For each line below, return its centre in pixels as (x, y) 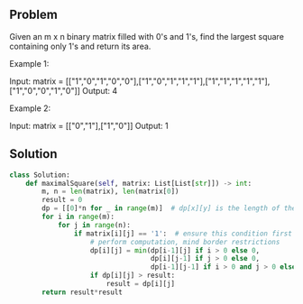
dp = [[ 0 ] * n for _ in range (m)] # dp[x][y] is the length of (161, 208)
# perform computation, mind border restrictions (185, 242)
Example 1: (29, 63)
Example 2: (30, 108)
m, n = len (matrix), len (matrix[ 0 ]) (110, 192)
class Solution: (40, 175)
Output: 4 (100, 90)
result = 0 (62, 200)
